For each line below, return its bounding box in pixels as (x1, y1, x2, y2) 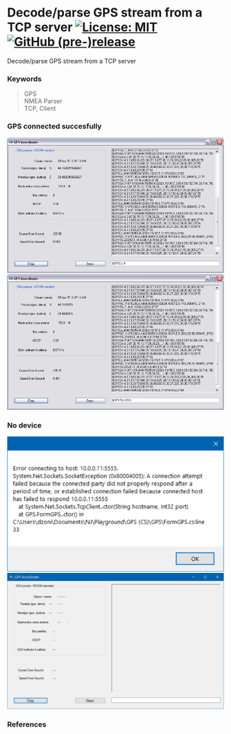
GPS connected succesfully (7, 122, 102, 132)
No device (7, 420, 42, 430)
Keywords (7, 74, 42, 83)
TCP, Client (23, 105, 56, 113)
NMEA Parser (23, 97, 63, 105)
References (7, 720, 47, 729)
